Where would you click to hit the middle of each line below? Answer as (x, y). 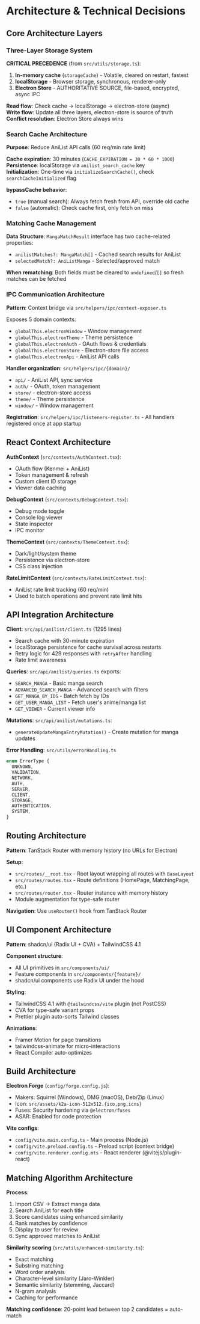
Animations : (22, 1028)
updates (25, 738)
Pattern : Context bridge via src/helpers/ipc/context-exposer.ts (86, 307)
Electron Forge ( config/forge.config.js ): (58, 1086)
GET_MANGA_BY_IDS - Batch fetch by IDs (62, 696)
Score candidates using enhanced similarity (69, 1217)
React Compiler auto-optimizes (53, 1052)
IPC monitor (30, 530)
